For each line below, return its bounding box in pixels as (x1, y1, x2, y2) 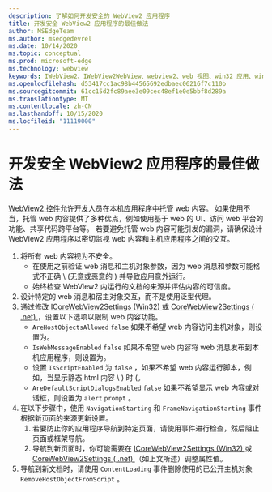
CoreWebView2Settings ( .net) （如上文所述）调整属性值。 (32, 453, 227, 463)
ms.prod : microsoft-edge (8, 58, 92, 66)
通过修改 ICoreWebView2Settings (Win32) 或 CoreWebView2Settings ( (19, 302, 255, 311)
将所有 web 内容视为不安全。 (19, 250, 117, 260)
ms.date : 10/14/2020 (8, 42, 79, 50)
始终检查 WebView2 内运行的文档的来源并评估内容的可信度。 (32, 281, 236, 291)
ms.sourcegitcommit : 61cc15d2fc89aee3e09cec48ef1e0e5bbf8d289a (8, 87, 227, 96)
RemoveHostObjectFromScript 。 (19, 473, 124, 483)
